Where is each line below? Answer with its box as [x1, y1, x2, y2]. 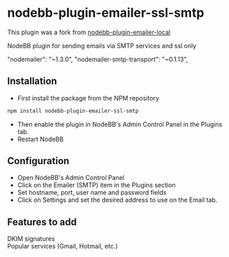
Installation [7, 75, 57, 87]
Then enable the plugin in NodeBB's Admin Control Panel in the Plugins [17, 120, 223, 128]
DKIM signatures [7, 235, 55, 243]
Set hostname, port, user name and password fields [17, 189, 167, 197]
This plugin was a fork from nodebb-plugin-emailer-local [7, 28, 171, 36]
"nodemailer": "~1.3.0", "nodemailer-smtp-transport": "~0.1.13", [7, 54, 189, 64]
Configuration [7, 155, 70, 167]
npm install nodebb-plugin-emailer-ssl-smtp [7, 107, 139, 115]
